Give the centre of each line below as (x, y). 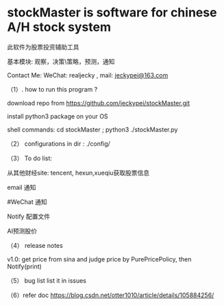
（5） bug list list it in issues (47, 280)
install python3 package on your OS (58, 116)
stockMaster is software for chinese (112, 13)
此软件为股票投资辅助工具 (43, 47)
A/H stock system (59, 27)
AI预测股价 (22, 231)
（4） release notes (35, 245)
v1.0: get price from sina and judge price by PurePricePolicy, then (99, 259)
